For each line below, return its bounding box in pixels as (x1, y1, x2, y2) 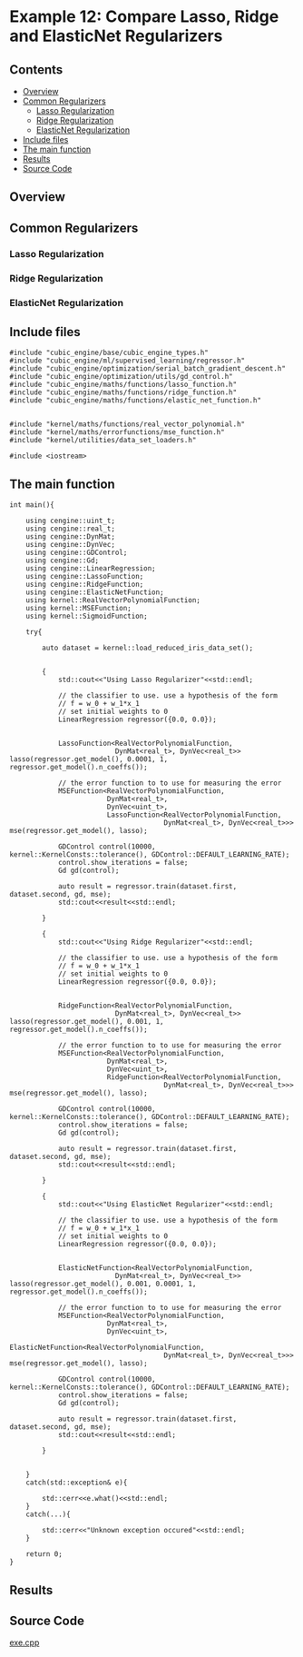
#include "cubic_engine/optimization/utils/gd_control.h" (9, 372, 233, 382)
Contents (9, 62, 64, 77)
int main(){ (9, 501, 54, 510)
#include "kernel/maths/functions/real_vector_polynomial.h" (9, 420, 246, 429)
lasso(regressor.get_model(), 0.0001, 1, (9, 755, 169, 764)
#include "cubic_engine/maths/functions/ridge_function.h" (9, 388, 238, 397)
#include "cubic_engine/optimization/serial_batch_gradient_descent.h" (9, 364, 286, 373)
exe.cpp (9, 1637, 40, 1648)
